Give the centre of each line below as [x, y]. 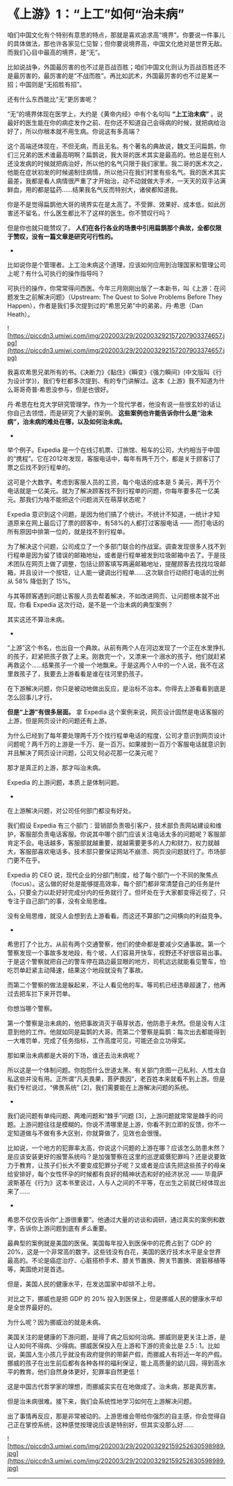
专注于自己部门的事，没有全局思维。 [59, 901]
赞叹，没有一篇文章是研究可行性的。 [64, 236]
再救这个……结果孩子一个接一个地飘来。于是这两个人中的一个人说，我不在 [113, 665]
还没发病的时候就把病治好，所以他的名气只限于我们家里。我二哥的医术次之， [116, 163]
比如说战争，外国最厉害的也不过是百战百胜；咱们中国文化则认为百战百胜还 [113, 67]
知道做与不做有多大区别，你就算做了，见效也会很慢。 [89, 1133]
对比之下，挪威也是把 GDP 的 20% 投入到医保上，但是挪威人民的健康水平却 [115, 1298]
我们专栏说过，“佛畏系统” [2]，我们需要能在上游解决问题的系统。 [100, 1087]
